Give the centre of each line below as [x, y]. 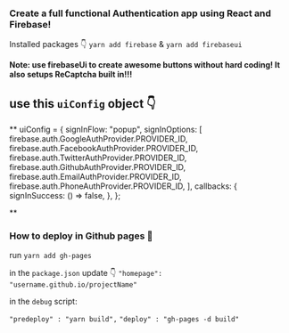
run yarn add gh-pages [50, 256]
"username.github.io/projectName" [74, 285]
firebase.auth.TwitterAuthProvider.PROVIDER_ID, [98, 158]
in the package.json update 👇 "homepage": [86, 273]
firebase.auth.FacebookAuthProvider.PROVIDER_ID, [104, 149]
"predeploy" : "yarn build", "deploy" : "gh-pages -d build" [124, 320]
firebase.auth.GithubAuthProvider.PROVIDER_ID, [98, 167]
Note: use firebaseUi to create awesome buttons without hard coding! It [145, 65]
